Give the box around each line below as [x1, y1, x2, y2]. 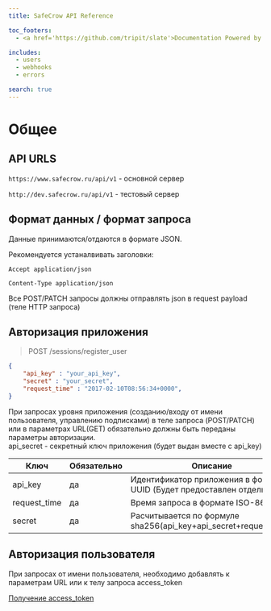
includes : [8, 48, 42, 56]
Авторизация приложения [8, 325, 149, 339]
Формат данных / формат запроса [8, 213, 192, 227]
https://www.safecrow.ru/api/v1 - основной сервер [8, 173, 185, 183]
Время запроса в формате [130, 497, 235, 508]
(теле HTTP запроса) [8, 301, 81, 311]
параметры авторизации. [8, 432, 96, 442]
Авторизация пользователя [8, 547, 156, 561]
